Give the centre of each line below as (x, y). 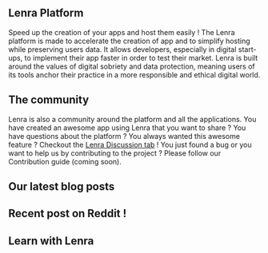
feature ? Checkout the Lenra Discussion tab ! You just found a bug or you (130, 144)
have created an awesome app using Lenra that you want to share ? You (127, 128)
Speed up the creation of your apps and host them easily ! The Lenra (122, 32)
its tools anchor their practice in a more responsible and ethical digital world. (134, 74)
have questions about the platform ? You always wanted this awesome (124, 136)
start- (247, 49)
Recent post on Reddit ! (68, 213)
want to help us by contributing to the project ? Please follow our (115, 153)
